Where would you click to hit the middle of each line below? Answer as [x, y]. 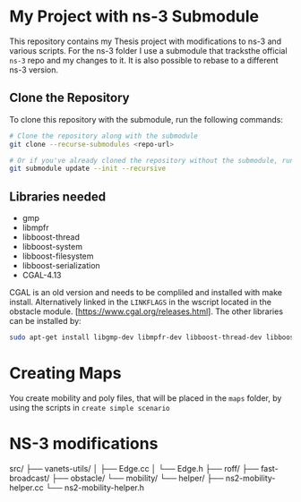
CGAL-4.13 [42, 276]
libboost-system [52, 247]
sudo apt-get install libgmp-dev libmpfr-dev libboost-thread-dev [136, 337]
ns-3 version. [34, 70]
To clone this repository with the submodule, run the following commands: [146, 119]
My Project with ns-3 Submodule [134, 17]
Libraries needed [57, 196]
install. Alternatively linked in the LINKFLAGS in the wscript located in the [140, 302]
